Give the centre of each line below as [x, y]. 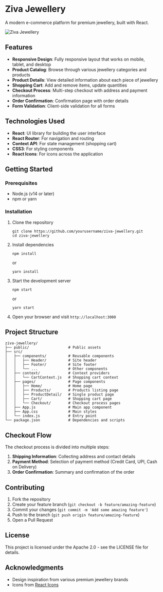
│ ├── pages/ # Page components [55, 382]
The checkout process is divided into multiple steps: [57, 447]
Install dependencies [33, 244]
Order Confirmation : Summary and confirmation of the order [73, 472]
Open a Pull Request [33, 520]
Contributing [25, 487]
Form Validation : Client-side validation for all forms [63, 106]
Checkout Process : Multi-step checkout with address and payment [80, 90]
